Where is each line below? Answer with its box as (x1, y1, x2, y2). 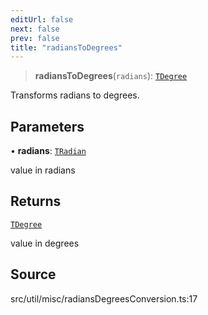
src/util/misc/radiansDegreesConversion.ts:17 (10, 292, 198, 305)
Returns (10, 193, 62, 210)
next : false (10, 24, 60, 34)
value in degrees (10, 237, 80, 249)
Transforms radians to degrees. (10, 89, 140, 101)
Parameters (10, 118, 85, 135)
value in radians (10, 164, 76, 176)
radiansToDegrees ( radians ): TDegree (34, 70, 188, 82)
